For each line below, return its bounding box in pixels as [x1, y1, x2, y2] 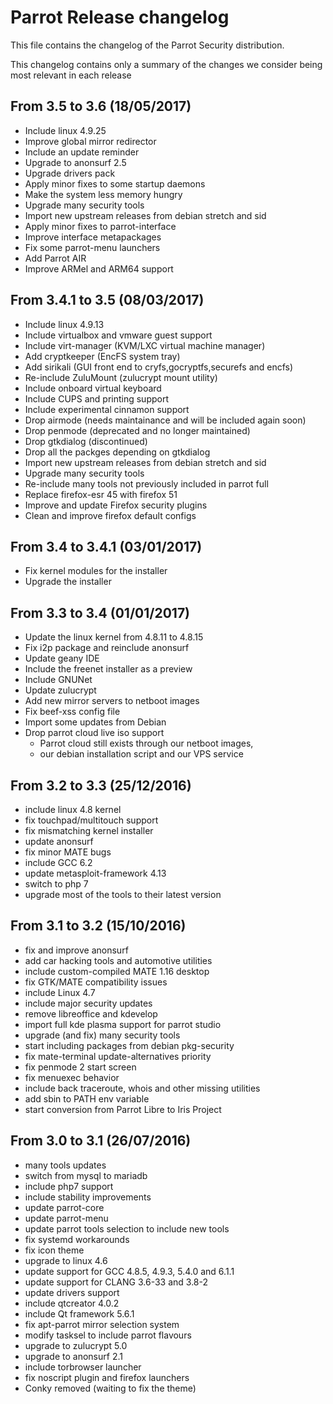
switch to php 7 [24, 878, 89, 890]
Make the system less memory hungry [24, 188, 183, 200]
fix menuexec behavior [24, 1071, 120, 1083]
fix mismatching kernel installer [24, 825, 154, 836]
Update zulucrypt [24, 684, 97, 696]
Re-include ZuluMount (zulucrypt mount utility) [24, 371, 218, 383]
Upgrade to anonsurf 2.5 [24, 156, 127, 168]
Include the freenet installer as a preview [24, 663, 193, 675]
